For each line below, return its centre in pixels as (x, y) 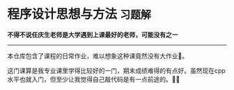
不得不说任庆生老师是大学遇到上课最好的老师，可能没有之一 (93, 35)
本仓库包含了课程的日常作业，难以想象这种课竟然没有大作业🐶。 (98, 55)
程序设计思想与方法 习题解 (79, 14)
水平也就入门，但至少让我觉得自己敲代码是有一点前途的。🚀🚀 (94, 79)
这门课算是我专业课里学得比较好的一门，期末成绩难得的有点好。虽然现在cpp (117, 71)
